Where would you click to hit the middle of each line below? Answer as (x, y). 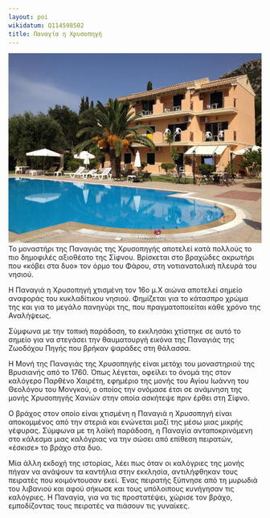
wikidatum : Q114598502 (46, 25)
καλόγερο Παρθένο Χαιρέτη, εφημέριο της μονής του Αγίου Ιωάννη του (129, 381)
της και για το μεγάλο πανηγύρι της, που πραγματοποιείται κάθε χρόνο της (135, 307)
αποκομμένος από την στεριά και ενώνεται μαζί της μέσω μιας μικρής (126, 422)
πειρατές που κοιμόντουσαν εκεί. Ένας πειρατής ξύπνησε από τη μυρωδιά (133, 480)
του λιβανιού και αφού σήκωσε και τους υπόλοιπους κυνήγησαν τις (121, 489)
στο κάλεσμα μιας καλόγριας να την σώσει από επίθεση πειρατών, (121, 439)
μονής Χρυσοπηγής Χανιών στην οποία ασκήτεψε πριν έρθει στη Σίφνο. (129, 398)
